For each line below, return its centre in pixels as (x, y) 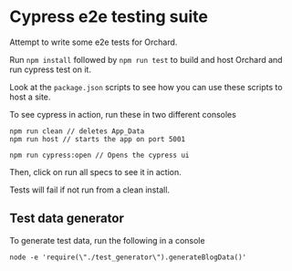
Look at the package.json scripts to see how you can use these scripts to (146, 87)
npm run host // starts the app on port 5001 (97, 139)
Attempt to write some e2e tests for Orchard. (94, 42)
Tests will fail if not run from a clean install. (90, 190)
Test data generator (67, 219)
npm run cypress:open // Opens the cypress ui (99, 155)
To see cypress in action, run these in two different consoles (123, 114)
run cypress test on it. (50, 69)
